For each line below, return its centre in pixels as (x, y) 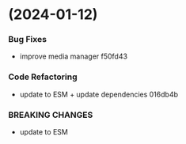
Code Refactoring (43, 77)
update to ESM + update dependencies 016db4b (99, 94)
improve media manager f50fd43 (74, 56)
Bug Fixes (28, 40)
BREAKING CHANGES (51, 115)
